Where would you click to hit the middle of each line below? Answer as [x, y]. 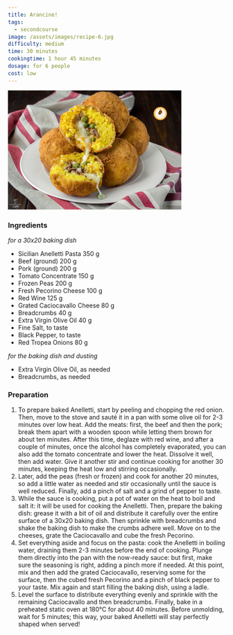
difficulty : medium [36, 44]
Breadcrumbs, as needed [54, 376]
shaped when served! [49, 624]
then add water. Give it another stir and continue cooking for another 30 [121, 462]
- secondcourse [36, 29]
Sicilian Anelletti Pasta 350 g [59, 253]
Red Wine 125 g [40, 298]
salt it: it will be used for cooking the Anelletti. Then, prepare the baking [120, 506]
